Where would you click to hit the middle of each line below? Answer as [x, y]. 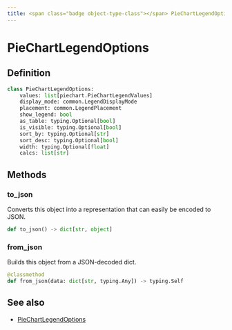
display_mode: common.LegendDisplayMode [78, 102]
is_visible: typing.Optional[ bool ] [71, 127]
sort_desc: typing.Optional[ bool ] [69, 140]
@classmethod [26, 275]
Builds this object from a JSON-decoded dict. [72, 262]
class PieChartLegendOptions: [51, 89]
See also [26, 303]
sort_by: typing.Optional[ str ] [65, 134]
